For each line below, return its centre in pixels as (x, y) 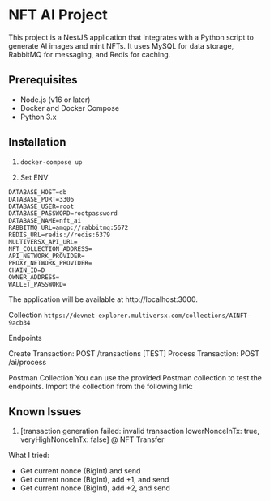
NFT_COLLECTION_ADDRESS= (50, 248)
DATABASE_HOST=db (38, 192)
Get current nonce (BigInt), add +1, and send (94, 480)
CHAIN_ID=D (27, 270)
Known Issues (45, 412)
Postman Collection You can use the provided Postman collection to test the (135, 377)
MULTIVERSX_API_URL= (43, 242)
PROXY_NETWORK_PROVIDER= (50, 263)
